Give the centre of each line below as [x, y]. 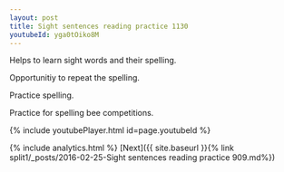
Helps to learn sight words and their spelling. [93, 61]
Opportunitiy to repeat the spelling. [75, 78]
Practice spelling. [42, 95]
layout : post [34, 18]
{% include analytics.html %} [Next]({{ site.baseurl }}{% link [122, 148]
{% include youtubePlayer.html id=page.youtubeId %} [110, 130]
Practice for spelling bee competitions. [82, 113]
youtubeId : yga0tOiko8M [54, 34]
